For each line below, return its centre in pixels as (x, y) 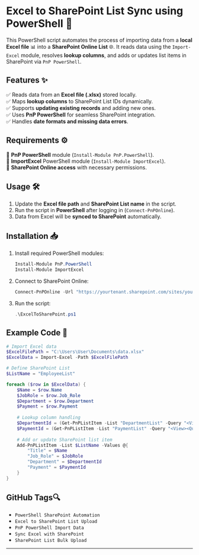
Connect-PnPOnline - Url (44, 292)
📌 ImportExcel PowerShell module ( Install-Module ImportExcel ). (86, 161)
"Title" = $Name (47, 451)
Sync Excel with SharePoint (49, 534)
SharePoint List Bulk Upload (51, 541)
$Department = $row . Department (55, 401)
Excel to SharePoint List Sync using (95, 11)
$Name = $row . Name (39, 390)
